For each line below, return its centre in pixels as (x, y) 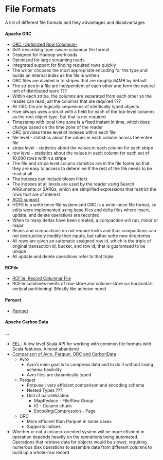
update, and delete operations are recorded (56, 215)
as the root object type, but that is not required (59, 117)
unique (19, 251)
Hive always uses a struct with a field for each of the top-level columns (83, 112)
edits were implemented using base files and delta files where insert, (81, 210)
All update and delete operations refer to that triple (63, 257)
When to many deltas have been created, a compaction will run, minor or (85, 221)
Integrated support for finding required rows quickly (64, 65)
